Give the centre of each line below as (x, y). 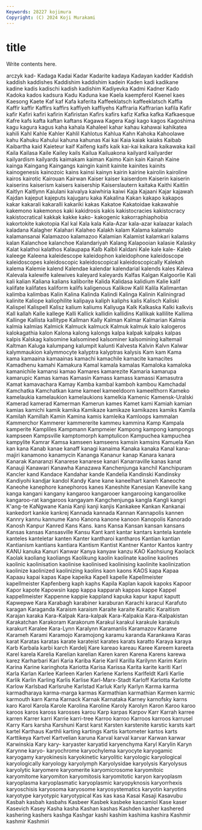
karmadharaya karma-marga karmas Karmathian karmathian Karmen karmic (101, 693)
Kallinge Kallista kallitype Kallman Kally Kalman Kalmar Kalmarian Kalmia (96, 320)
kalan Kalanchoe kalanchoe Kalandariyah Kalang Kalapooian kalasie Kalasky (101, 243)
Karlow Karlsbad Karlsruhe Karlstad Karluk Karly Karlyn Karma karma (93, 687)
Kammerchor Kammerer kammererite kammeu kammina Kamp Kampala (95, 423)
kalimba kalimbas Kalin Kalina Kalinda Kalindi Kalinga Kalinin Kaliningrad (96, 295)
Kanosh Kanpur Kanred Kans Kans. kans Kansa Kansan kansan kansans (96, 526)
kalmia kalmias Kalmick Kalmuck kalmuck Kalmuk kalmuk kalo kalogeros (96, 327)
